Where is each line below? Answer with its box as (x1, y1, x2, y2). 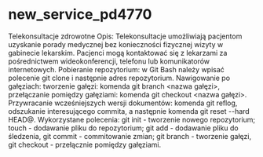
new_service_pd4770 (8, 5, 152, 24)
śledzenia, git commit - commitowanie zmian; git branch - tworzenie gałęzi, (8, 131, 252, 141)
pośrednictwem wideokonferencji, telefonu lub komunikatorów (8, 57, 210, 66)
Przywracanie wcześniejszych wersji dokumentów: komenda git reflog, (8, 98, 238, 108)
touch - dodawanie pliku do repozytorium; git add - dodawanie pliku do (8, 123, 239, 133)
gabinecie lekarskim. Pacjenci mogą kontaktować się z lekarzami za (8, 48, 228, 57)
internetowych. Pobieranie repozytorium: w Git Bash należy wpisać (8, 64, 225, 74)
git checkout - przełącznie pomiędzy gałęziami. (8, 140, 162, 149)
